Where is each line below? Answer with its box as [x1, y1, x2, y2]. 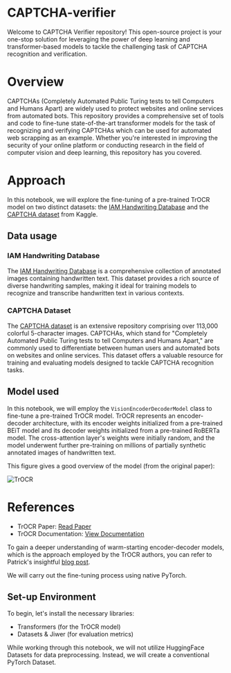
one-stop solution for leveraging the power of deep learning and [7, 35, 190, 43]
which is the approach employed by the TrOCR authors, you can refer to [7, 550, 212, 558]
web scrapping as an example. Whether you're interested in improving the [7, 133, 218, 142]
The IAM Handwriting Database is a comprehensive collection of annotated [7, 266, 221, 275]
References [7, 499, 75, 515]
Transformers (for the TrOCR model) [17, 623, 121, 631]
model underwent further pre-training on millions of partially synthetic [7, 441, 206, 449]
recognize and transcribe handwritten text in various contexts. [7, 288, 185, 297]
